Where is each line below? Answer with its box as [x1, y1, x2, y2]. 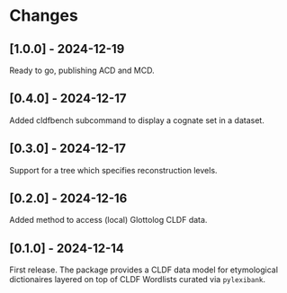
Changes [9, 5, 78, 26]
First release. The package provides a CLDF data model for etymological [9, 264, 279, 275]
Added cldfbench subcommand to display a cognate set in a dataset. [9, 114, 265, 126]
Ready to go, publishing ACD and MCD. [9, 65, 155, 75]
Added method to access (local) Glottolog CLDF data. [9, 215, 208, 226]
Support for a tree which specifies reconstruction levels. [9, 164, 218, 175]
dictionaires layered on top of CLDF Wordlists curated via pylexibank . [9, 274, 266, 285]
